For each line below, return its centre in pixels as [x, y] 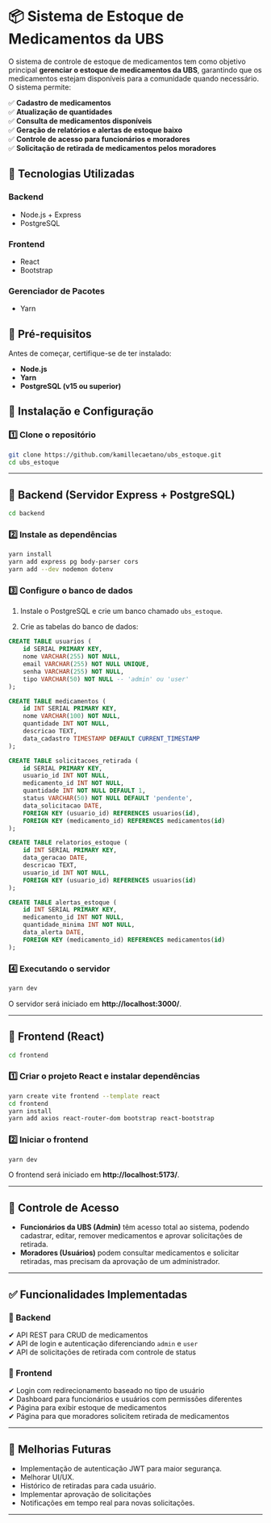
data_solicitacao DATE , [63, 805]
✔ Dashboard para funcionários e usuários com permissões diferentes [125, 1399]
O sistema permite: [40, 87]
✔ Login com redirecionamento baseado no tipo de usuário [106, 1391]
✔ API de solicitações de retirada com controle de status [102, 1352]
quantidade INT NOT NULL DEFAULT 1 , [85, 791]
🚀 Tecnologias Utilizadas [71, 174]
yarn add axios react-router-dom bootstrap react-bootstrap [112, 1119]
